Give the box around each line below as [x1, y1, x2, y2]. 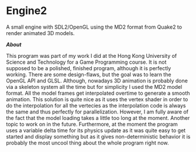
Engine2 [6, 4, 47, 18]
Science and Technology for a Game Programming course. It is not [6, 58, 167, 65]
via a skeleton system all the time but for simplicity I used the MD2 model [6, 83, 183, 90]
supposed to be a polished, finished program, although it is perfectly [6, 64, 171, 71]
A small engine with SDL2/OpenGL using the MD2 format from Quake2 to [6, 23, 183, 30]
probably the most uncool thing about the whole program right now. [6, 139, 169, 146]
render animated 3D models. [6, 29, 75, 36]
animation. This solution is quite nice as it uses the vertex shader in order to [6, 95, 188, 103]
